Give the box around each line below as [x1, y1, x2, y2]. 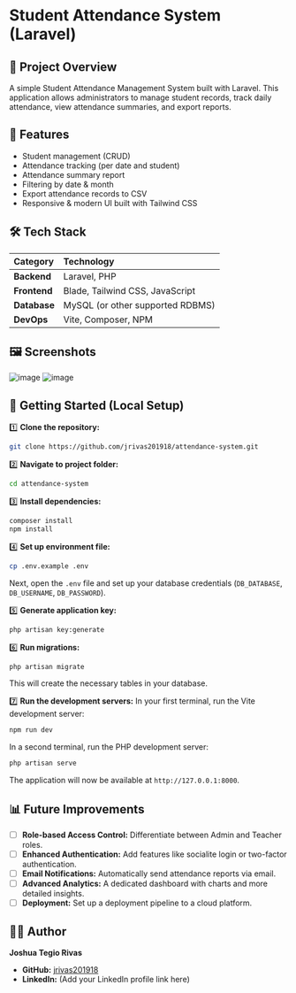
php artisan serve [9, 758, 77, 768]
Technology [63, 255, 115, 267]
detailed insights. [21, 889, 85, 899]
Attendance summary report [21, 169, 125, 180]
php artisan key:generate [9, 625, 104, 634]
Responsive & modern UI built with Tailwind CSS [21, 197, 198, 208]
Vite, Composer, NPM [63, 313, 153, 326]
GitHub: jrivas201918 [21, 965, 99, 975]
